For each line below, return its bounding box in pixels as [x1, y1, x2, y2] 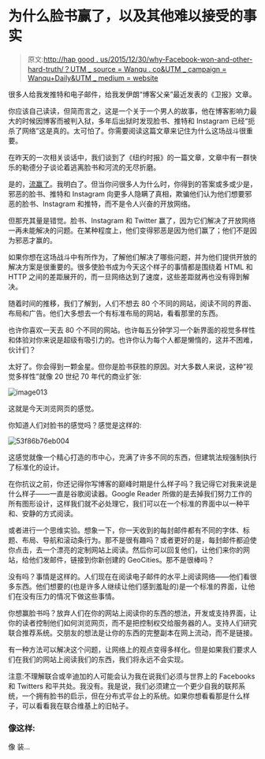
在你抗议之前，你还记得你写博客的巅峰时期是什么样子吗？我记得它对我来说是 [8, 479, 257, 488]
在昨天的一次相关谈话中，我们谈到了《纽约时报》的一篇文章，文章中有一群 [8, 152, 250, 162]
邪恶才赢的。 [14, 235, 57, 245]
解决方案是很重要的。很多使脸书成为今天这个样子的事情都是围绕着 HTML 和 [8, 262, 253, 271]
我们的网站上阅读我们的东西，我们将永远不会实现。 [21, 654, 188, 664]
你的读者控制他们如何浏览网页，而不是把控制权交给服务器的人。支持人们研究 [8, 618, 257, 627]
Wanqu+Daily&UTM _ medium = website [27, 73, 159, 83]
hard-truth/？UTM [27, 64, 87, 73]
